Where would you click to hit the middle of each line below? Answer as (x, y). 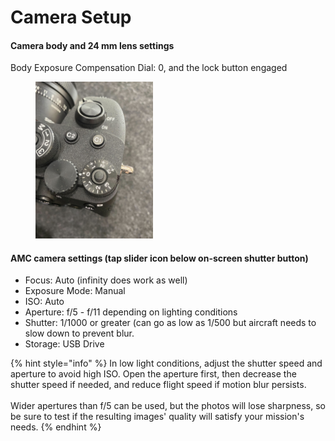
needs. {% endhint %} (56, 427)
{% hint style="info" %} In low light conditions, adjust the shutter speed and (166, 363)
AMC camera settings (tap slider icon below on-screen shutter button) (159, 258)
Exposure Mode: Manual (75, 291)
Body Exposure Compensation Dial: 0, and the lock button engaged (149, 68)
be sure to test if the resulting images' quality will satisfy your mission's (157, 417)
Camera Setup (71, 17)
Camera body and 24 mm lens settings (92, 45)
